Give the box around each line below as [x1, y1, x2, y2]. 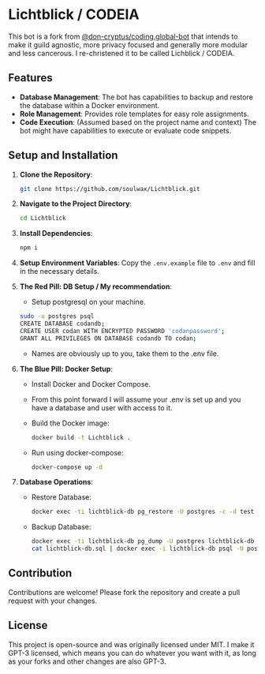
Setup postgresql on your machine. [31, 298, 146, 307]
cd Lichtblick [19, 215, 66, 223]
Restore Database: [31, 492, 92, 502]
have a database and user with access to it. [31, 403, 173, 412]
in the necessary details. [19, 267, 100, 276]
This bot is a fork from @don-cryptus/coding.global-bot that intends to [8, 32, 238, 41]
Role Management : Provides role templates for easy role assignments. [19, 109, 250, 118]
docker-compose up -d [31, 463, 103, 471]
